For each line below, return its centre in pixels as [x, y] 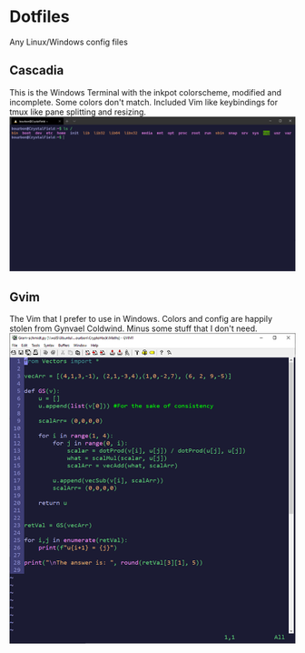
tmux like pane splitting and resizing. [78, 112]
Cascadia [37, 70]
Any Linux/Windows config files [69, 42]
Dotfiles [39, 17]
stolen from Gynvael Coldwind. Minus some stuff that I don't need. [133, 328]
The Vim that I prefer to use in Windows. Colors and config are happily [141, 319]
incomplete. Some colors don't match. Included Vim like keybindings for [144, 102]
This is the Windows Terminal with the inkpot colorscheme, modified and [146, 92]
